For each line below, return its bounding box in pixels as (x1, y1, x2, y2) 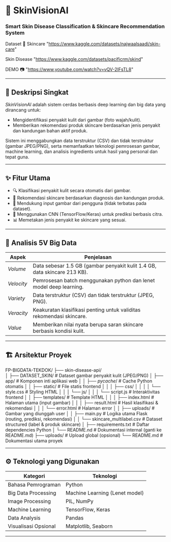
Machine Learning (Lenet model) (65, 489, 144, 496)
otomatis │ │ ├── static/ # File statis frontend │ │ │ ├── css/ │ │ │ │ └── (5, 383, 161, 389)
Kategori (23, 472, 45, 480)
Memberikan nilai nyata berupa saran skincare (33, 321, 144, 328)
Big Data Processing (8, 489, 56, 496)
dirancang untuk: (5, 107, 41, 113)
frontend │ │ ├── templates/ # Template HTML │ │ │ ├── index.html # (5, 394, 154, 400)
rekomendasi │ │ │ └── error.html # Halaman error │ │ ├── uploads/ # (5, 405, 155, 411)
